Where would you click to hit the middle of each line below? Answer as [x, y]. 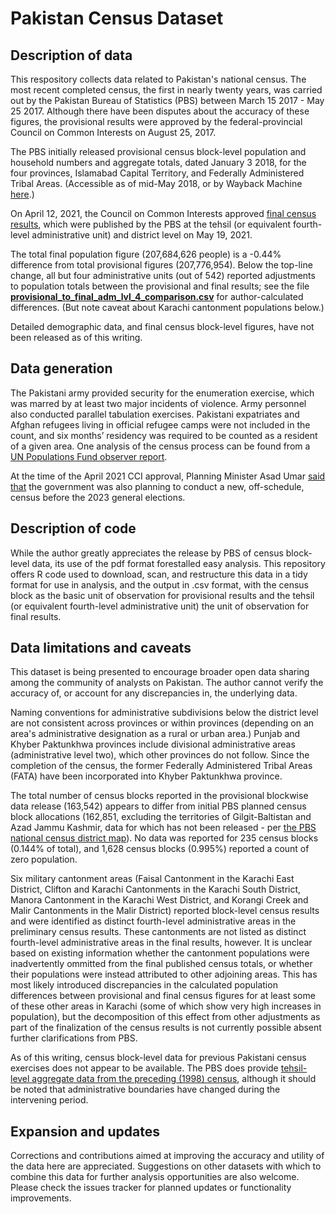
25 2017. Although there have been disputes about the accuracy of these [160, 111]
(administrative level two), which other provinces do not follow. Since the [160, 755]
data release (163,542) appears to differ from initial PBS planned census [158, 806]
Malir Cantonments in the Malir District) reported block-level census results [165, 911]
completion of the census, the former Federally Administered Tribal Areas [161, 766]
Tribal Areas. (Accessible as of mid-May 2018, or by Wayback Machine [156, 183]
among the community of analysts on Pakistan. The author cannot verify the [167, 683]
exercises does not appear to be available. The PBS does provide [144, 1068]
